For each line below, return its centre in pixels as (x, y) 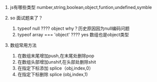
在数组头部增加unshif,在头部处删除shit (57, 62)
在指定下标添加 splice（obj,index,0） (55, 68)
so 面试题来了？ (26, 18)
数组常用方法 (23, 45)
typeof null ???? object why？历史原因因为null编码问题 (73, 28)
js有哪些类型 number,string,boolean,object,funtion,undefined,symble (81, 7)
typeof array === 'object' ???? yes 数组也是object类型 (73, 35)
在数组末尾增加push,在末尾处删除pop (56, 56)
